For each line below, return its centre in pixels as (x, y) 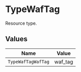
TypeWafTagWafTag (29, 62)
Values (16, 39)
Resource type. (21, 23)
